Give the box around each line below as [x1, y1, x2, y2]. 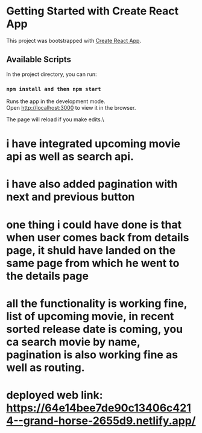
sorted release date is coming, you [6, 322, 183, 336]
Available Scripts [6, 54, 71, 65]
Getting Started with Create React [6, 4, 179, 18]
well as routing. [6, 361, 86, 375]
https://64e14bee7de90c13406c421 [6, 401, 191, 414]
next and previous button [6, 190, 135, 204]
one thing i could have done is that [6, 218, 182, 232]
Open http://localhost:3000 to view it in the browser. [6, 104, 136, 112]
